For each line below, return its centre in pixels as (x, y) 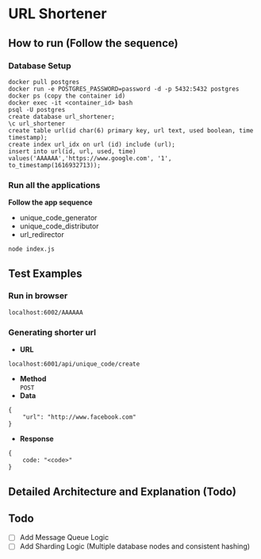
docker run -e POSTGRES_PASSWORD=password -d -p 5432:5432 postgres (124, 89)
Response (36, 439)
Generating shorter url (52, 332)
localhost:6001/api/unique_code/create (74, 364)
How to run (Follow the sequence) (93, 43)
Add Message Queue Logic (64, 538)
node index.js (32, 249)
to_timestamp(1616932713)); (55, 165)
